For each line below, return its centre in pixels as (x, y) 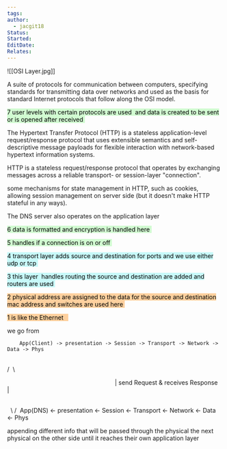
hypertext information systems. (51, 154)
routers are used (30, 283)
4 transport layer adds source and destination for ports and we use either (110, 256)
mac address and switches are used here (65, 304)
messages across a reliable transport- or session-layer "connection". (104, 175)
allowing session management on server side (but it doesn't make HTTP (108, 195)
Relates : (19, 52)
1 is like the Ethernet (35, 317)
